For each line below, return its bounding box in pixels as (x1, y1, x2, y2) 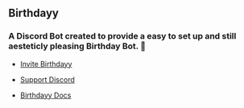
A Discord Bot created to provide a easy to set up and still (8, 31, 237, 42)
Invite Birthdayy (19, 59, 72, 69)
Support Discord (19, 74, 75, 84)
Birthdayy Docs (19, 90, 72, 100)
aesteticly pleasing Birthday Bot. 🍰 (8, 40, 147, 52)
